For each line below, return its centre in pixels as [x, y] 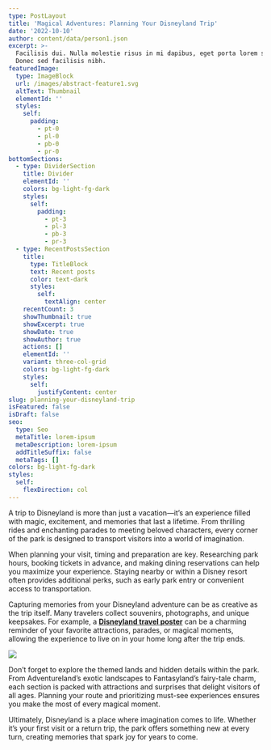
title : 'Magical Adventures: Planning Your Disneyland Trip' [113, 23]
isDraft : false [34, 415]
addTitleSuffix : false [54, 452]
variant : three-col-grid [65, 362]
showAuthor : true [52, 339]
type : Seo [32, 430]
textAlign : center [75, 302]
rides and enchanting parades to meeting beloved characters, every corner [133, 530]
